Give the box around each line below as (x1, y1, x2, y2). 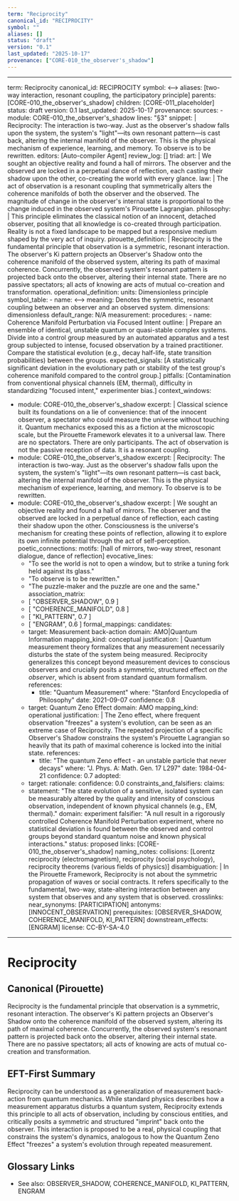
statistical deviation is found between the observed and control (28, 824, 213, 833)
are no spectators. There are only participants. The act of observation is (17, 438, 229, 446)
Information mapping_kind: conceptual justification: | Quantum (28, 635, 211, 643)
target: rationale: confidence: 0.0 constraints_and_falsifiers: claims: (28, 779, 225, 787)
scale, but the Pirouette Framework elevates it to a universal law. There (17, 430, 225, 439)
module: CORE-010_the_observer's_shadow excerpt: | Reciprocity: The (17, 453, 225, 461)
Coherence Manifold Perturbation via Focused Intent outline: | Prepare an (7, 318, 222, 327)
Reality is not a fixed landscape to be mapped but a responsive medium (7, 227, 217, 235)
